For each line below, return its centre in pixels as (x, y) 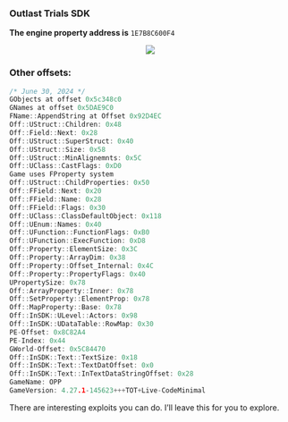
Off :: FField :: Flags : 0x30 (57, 207)
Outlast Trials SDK (50, 13)
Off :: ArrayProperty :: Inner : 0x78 (72, 291)
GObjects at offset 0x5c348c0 (66, 100)
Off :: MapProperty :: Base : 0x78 (66, 308)
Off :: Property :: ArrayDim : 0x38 (68, 257)
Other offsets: (40, 72)
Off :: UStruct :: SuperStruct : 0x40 (72, 141)
